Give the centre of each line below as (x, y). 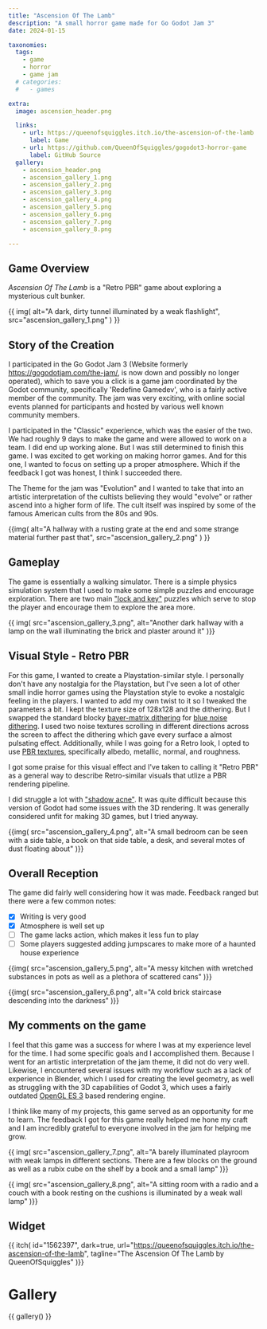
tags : (25, 53)
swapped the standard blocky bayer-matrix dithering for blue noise (118, 717)
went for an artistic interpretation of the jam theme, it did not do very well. (129, 1061)
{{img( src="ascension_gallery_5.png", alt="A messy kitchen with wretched (131, 968)
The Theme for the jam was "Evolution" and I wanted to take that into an (126, 488)
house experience (49, 952)
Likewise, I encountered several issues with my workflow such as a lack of (130, 1070)
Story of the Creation (61, 345)
